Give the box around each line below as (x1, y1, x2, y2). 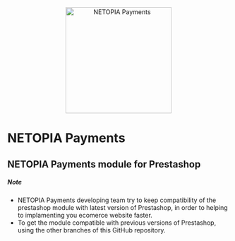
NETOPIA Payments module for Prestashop (7, 158, 201, 170)
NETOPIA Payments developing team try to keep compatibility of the (17, 196, 217, 204)
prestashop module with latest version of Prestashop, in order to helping (17, 203, 228, 211)
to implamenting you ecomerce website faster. (17, 211, 153, 219)
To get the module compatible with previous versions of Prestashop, (17, 218, 217, 227)
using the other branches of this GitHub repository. (17, 225, 166, 234)
